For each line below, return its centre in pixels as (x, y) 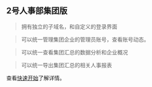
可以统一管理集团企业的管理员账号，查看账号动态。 (85, 39)
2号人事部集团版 (37, 11)
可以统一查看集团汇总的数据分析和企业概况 (74, 52)
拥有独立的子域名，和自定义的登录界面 (69, 27)
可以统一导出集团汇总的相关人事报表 (67, 65)
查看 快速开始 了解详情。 (36, 78)
